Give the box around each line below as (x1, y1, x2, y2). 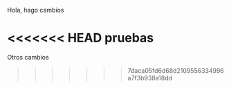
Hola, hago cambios (7, 6, 64, 14)
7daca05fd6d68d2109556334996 (127, 66, 225, 75)
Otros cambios (7, 53, 50, 61)
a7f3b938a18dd (127, 73, 173, 82)
